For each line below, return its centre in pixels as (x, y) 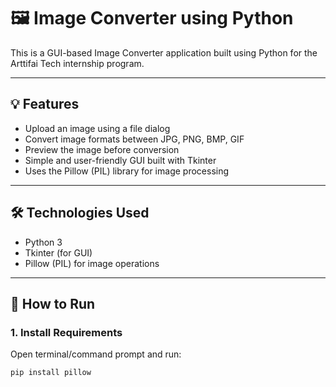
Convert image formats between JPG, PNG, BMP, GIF (134, 139)
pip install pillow (51, 373)
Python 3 (43, 242)
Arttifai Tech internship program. (77, 63)
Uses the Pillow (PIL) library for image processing (127, 171)
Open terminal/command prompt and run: (96, 354)
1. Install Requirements (66, 332)
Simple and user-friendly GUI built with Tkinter (120, 160)
